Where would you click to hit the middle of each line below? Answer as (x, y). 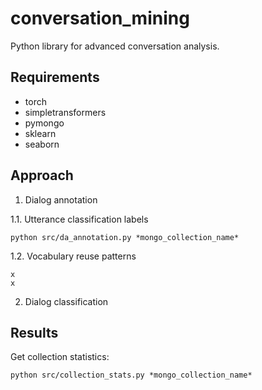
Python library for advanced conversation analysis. (115, 46)
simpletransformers (65, 112)
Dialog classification (66, 301)
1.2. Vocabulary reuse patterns (73, 256)
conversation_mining (100, 18)
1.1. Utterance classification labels (79, 219)
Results (34, 332)
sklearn (40, 133)
